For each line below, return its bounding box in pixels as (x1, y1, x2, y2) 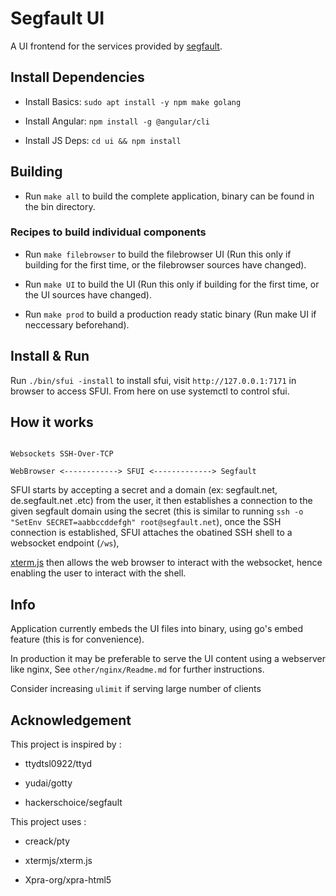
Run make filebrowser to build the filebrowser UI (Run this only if (24, 248, 292, 260)
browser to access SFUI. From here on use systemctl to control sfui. (10, 385, 290, 397)
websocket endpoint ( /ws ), (10, 537, 120, 549)
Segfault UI (10, 7, 105, 30)
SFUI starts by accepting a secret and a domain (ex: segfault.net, (10, 484, 278, 496)
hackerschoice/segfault (24, 797, 123, 809)
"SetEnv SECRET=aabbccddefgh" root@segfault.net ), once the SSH (10, 516, 282, 528)
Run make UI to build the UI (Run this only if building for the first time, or (24, 278, 320, 290)
